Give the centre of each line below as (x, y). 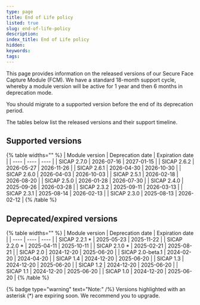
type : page (20, 12)
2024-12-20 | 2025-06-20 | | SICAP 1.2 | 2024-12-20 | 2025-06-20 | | (92, 265)
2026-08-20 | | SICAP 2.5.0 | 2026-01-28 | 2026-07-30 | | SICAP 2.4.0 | (95, 181)
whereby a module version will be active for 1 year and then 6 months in (95, 86)
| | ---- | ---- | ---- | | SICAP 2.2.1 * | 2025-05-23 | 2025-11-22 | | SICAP (94, 240)
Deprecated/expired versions (62, 218)
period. (15, 110)
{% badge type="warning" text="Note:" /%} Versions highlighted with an (96, 289)
